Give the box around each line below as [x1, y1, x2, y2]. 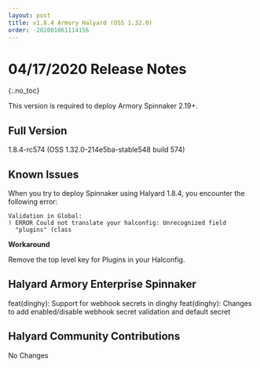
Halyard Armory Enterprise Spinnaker [8, 278, 196, 291]
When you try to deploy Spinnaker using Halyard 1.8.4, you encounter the [8, 188, 245, 197]
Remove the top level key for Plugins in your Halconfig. [8, 255, 185, 264]
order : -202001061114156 [8, 26, 90, 34]
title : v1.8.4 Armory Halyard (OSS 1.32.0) [8, 19, 153, 27]
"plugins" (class [15, 226, 72, 234]
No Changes [8, 351, 49, 360]
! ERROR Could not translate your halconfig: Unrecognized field [8, 219, 226, 226]
